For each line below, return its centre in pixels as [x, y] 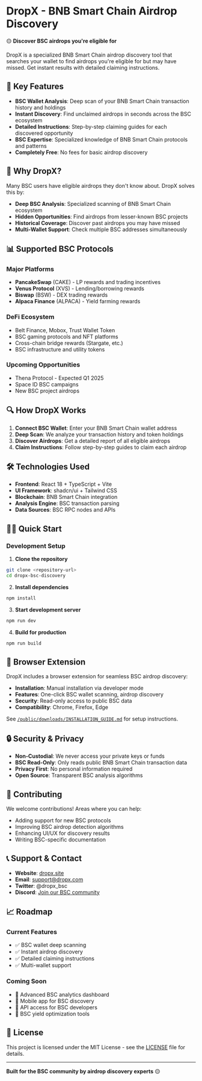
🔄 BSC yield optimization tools [52, 1014]
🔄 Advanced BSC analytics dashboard [62, 994]
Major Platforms [30, 269]
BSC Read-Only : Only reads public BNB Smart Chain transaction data [101, 763]
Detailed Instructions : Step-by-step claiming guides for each [91, 126]
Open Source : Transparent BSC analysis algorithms [79, 775]
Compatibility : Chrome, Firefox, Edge [61, 707]
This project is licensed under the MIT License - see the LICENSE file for [96, 1047]
